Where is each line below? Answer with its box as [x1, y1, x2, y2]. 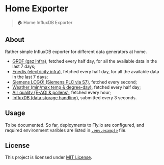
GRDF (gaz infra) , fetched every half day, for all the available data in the [12, 58, 157, 64]
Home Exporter [5, 3, 69, 14]
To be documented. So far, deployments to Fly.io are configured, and [5, 122, 144, 128]
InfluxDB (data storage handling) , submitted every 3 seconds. [12, 94, 137, 101]
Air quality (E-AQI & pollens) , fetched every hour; [12, 89, 111, 95]
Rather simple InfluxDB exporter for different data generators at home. [5, 49, 147, 55]
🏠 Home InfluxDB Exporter [17, 19, 73, 25]
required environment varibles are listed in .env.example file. [5, 127, 127, 133]
